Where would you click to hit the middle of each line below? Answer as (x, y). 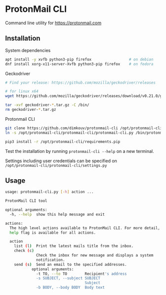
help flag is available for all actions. (53, 233)
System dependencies (28, 50)
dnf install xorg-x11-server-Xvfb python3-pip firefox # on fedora (79, 64)
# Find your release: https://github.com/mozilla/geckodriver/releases (80, 83)
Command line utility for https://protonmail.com (53, 23)
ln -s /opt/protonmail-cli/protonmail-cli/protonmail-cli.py (69, 133)
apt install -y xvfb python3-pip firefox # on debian (79, 59)
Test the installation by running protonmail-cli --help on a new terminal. (80, 151)
